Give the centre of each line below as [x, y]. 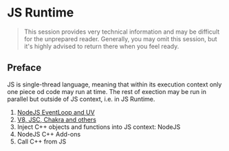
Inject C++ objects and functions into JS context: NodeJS [99, 127]
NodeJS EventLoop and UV [56, 112]
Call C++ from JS [42, 141]
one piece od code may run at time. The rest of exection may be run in [107, 91]
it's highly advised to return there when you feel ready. [101, 46]
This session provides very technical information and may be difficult [122, 32]
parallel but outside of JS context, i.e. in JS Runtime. [81, 99]
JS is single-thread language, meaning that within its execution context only [115, 84]
